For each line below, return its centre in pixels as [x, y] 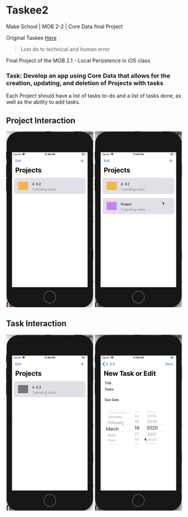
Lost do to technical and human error [65, 49]
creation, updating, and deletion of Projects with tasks [85, 83]
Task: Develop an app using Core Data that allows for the [88, 76]
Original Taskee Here [31, 38]
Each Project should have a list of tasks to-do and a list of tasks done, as [94, 96]
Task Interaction [36, 324]
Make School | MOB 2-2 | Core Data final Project [64, 26]
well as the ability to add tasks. [43, 102]
